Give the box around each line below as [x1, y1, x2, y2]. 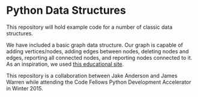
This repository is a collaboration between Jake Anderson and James [6, 72, 178, 79]
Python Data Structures [6, 4, 126, 17]
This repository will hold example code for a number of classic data [6, 23, 173, 31]
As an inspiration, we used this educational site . [6, 60, 124, 68]
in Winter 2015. [6, 84, 43, 92]
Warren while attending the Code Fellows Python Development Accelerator [6, 78, 191, 86]
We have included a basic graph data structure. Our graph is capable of [6, 41, 184, 48]
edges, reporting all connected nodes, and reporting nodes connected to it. [6, 54, 193, 61]
